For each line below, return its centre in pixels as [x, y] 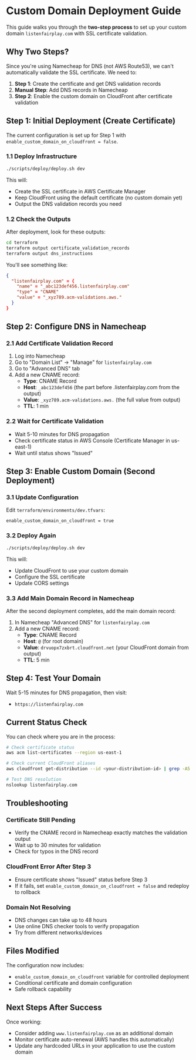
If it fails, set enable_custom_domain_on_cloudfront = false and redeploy [102, 885]
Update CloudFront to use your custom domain [71, 570]
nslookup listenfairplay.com [42, 785]
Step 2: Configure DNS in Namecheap [76, 327]
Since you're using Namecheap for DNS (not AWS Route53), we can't [90, 66]
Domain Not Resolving [38, 907]
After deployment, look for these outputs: [56, 232]
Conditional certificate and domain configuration [73, 982]
